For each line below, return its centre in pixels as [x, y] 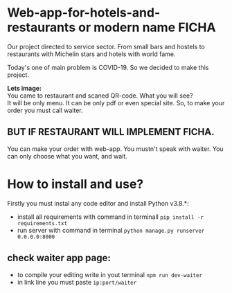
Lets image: [24, 88]
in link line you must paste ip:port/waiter [77, 282]
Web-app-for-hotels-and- [84, 13]
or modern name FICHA [147, 27]
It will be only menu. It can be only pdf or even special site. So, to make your [116, 103]
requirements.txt [42, 223]
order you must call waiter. [45, 110]
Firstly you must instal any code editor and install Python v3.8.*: [98, 203]
